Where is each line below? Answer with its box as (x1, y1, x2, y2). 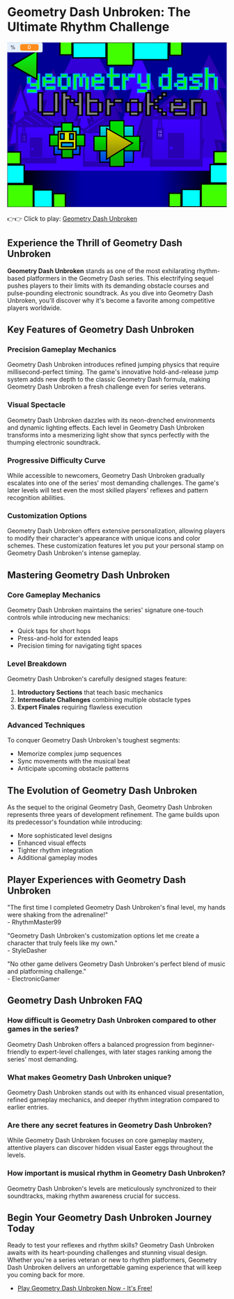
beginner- (186, 1040, 215, 1048)
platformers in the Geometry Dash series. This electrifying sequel (26, 274, 214, 282)
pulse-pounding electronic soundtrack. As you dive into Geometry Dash (7, 288, 214, 297)
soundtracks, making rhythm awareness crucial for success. (7, 1192, 181, 1200)
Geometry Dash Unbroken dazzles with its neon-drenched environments (7, 416, 216, 424)
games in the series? (7, 1025, 79, 1034)
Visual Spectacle (7, 400, 66, 410)
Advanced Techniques (7, 720, 86, 730)
